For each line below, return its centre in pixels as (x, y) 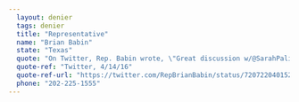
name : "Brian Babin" (54, 42)
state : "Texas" (45, 51)
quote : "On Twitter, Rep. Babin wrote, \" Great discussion (129, 59)
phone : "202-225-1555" (58, 83)
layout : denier (45, 17)
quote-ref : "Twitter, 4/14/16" (75, 67)
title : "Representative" (62, 34)
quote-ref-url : (45, 75)
